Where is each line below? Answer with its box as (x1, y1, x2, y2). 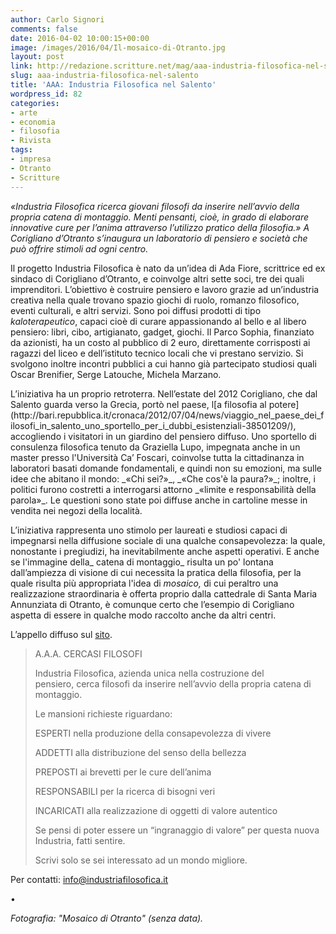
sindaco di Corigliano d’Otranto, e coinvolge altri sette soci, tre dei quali (10, 272, 305, 285)
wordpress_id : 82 (10, 89, 83, 99)
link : (10, 61, 33, 71)
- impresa (10, 154, 52, 164)
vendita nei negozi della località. (10, 504, 143, 516)
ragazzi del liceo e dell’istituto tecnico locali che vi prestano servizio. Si (10, 347, 304, 359)
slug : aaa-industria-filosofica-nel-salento (10, 71, 199, 81)
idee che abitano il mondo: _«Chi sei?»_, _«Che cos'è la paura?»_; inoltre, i (10, 472, 316, 485)
